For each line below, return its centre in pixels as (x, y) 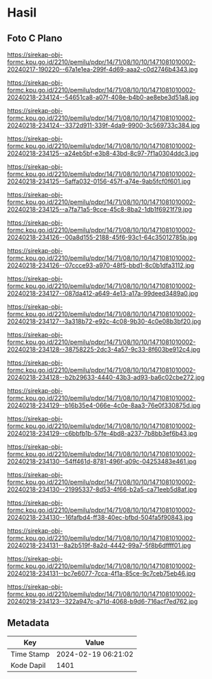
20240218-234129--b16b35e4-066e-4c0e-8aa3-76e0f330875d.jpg (104, 405)
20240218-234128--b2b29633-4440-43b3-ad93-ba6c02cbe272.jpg (106, 377)
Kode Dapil (28, 665)
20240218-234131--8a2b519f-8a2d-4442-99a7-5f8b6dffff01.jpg (99, 545)
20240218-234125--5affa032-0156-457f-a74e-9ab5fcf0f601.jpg (99, 181)
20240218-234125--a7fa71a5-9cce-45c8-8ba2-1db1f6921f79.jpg (100, 209)
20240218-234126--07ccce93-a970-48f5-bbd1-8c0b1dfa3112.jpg (101, 265)
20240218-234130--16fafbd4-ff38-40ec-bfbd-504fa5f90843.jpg (100, 517)
